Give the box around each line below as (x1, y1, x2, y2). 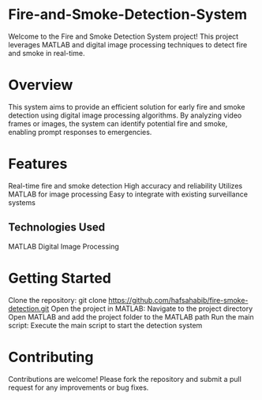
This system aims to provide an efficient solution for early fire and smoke (8, 102, 245, 111)
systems (8, 197, 36, 207)
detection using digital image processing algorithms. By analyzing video (8, 110, 242, 120)
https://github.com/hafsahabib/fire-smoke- (108, 295, 249, 305)
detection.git (8, 304, 50, 313)
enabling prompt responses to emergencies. (8, 127, 152, 136)
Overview (8, 77, 73, 94)
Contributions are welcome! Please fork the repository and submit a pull (8, 374, 242, 383)
